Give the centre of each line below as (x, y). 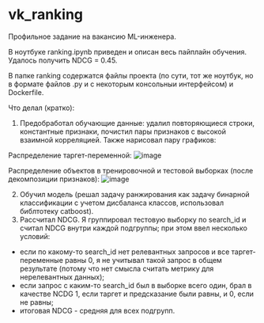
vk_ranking (46, 15)
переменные (41, 260)
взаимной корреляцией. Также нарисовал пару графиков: (118, 139)
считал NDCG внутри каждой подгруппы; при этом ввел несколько (133, 228)
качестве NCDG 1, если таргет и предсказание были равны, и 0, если (137, 294)
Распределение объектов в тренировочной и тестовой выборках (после (131, 170)
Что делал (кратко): (41, 108)
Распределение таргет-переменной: (70, 155)
